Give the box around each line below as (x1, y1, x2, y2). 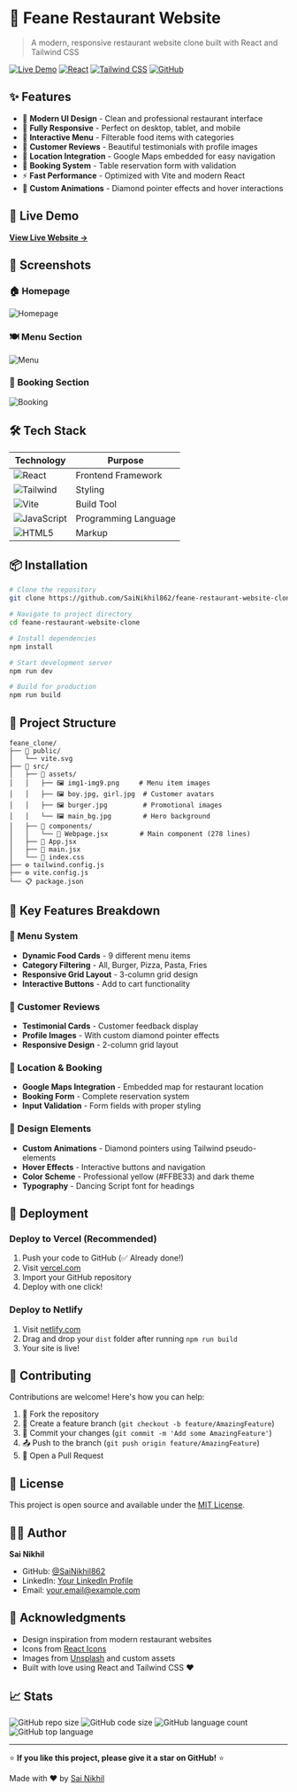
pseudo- (225, 1143, 257, 1153)
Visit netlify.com (21, 1323, 81, 1334)
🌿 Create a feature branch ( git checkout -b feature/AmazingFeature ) (21, 1418, 276, 1429)
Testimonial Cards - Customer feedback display (21, 1020, 199, 1031)
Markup (75, 526, 109, 539)
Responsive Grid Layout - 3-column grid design (21, 969, 199, 980)
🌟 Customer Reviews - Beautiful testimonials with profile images (21, 141, 258, 151)
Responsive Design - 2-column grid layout (21, 1040, 179, 1051)
